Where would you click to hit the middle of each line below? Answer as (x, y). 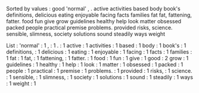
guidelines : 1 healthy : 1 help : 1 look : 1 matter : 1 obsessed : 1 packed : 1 (95, 64)
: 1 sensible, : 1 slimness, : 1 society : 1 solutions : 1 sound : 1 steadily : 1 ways (100, 77)
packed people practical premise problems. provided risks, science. (89, 27)
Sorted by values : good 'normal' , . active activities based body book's (93, 9)
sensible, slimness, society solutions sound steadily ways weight (86, 34)
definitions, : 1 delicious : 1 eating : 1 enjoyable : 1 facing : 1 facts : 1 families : (99, 52)
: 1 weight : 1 (21, 83)
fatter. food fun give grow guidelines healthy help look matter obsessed (94, 21)
